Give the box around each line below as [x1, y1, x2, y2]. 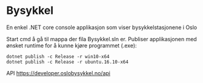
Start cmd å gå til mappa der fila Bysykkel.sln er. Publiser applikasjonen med [6, 35, 197, 42]
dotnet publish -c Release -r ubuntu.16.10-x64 [6, 59, 129, 65]
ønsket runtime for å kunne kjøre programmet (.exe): [6, 42, 138, 49]
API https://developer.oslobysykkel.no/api [6, 69, 111, 76]
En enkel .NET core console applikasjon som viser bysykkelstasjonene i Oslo [6, 24, 198, 31]
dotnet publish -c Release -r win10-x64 [6, 53, 110, 59]
